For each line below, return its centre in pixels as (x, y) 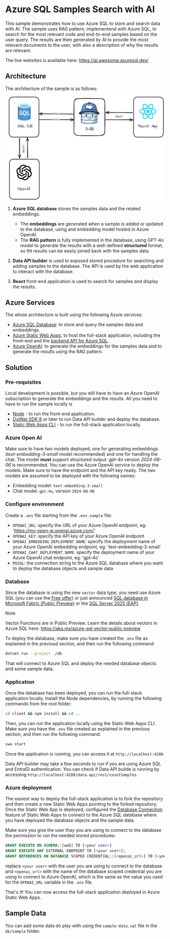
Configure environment (35, 504)
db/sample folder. (23, 931)
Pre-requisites (23, 382)
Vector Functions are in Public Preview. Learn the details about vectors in (81, 623)
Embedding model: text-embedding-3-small (58, 486)
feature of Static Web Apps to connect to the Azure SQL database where (81, 815)
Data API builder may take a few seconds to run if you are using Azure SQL (83, 764)
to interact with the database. (43, 271)
